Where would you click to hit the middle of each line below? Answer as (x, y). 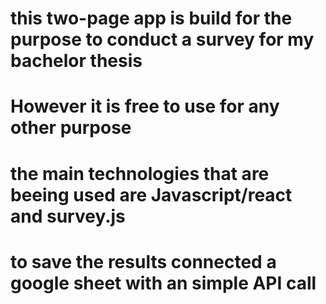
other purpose (71, 128)
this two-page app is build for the (151, 18)
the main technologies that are (140, 173)
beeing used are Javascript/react (151, 194)
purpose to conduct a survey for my (162, 39)
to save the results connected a (143, 261)
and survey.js (68, 216)
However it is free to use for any (145, 106)
